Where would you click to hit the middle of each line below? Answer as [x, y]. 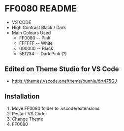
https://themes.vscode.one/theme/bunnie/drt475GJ [64, 81]
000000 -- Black [36, 48]
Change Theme [28, 119]
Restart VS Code [29, 113]
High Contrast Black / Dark [39, 27]
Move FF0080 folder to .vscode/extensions [56, 108]
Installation [22, 97]
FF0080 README [41, 9]
